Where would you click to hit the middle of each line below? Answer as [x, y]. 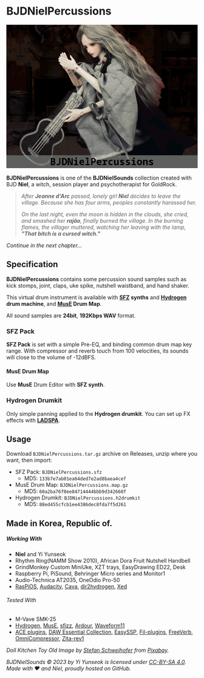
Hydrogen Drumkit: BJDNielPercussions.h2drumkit [78, 498]
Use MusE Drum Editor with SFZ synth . [56, 385]
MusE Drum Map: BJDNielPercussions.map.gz [72, 485]
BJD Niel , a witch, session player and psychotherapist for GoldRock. [92, 184]
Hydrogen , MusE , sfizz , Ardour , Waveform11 [70, 625]
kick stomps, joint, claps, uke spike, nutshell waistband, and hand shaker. [98, 285]
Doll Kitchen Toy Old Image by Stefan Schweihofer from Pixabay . [88, 650]
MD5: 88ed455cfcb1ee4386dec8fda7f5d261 [75, 504]
